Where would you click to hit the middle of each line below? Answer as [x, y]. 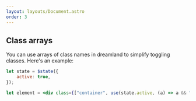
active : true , [34, 77]
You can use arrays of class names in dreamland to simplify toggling [88, 55]
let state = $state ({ [32, 72]
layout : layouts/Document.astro [45, 11]
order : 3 [17, 17]
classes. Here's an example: [40, 61]
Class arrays [29, 41]
